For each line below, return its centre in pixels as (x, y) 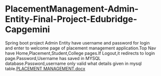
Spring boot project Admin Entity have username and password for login (77, 43)
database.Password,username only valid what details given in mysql (73, 63)
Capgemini (27, 30)
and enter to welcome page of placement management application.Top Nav (81, 48)
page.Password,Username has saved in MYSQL (53, 58)
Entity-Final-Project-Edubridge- (71, 19)
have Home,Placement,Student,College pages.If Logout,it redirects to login (80, 53)
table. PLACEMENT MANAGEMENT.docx (45, 68)
